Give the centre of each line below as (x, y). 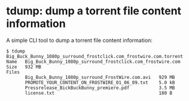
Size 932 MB (24, 67)
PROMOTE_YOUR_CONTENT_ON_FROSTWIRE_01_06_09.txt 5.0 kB (100, 82)
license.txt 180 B (98, 93)
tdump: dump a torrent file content (94, 11)
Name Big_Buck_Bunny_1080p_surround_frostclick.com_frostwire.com (93, 62)
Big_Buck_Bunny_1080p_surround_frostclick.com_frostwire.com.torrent (95, 56)
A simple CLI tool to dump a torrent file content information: (79, 40)
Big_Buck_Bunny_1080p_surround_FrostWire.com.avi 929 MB (100, 77)
